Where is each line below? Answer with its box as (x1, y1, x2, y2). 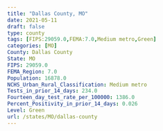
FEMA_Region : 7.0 (7, 68, 58, 75)
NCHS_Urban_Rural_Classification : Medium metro (7, 81, 148, 88)
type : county (7, 29, 45, 37)
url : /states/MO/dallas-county (7, 113, 98, 120)
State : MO (7, 55, 36, 62)
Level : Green (7, 107, 45, 114)
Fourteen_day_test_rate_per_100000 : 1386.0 (7, 94, 135, 101)
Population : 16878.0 (7, 74, 67, 82)
